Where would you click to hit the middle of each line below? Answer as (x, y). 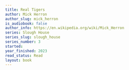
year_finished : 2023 (26, 51)
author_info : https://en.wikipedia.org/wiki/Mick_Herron (65, 28)
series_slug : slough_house (33, 37)
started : (14, 46)
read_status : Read (24, 55)
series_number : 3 (23, 42)
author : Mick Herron (26, 14)
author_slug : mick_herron (32, 19)
